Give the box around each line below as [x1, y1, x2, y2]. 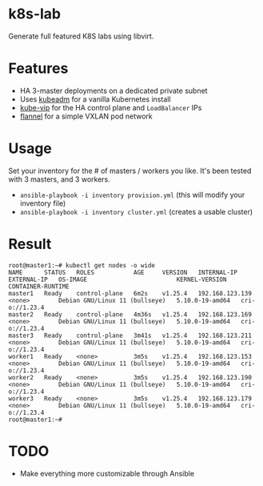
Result [8, 235, 52, 253]
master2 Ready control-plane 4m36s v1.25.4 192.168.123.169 [8, 310, 252, 319]
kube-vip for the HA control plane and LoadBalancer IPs [19, 102, 202, 112]
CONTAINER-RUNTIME [8, 282, 70, 291]
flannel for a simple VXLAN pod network [19, 111, 153, 121]
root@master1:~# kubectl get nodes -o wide [8, 261, 156, 269]
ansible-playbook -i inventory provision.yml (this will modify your [19, 190, 245, 199]
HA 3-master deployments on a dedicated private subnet [19, 86, 208, 95]
